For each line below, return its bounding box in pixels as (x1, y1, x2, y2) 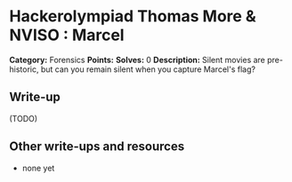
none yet (21, 162, 55, 173)
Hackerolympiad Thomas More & (9, 6, 256, 27)
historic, (9, 64, 39, 75)
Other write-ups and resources (9, 139, 185, 154)
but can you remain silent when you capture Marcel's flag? (40, 64, 256, 75)
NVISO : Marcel (9, 25, 125, 45)
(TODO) (9, 113, 38, 123)
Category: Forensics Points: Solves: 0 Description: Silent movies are (9, 54, 265, 65)
